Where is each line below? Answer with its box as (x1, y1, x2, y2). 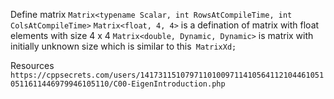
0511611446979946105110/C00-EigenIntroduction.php (10, 79, 226, 89)
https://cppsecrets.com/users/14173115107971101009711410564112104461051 (10, 70, 325, 80)
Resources (10, 60, 55, 71)
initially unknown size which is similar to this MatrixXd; (10, 40, 237, 52)
